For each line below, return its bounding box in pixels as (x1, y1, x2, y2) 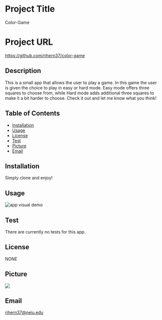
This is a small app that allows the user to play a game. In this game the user (5, 79, 157, 86)
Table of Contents (5, 109, 60, 118)
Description (5, 67, 41, 75)
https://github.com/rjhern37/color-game (5, 53, 85, 58)
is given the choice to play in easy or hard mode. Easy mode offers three (5, 85, 150, 90)
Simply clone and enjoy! (5, 175, 53, 181)
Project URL (5, 36, 53, 48)
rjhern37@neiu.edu (5, 310, 44, 316)
